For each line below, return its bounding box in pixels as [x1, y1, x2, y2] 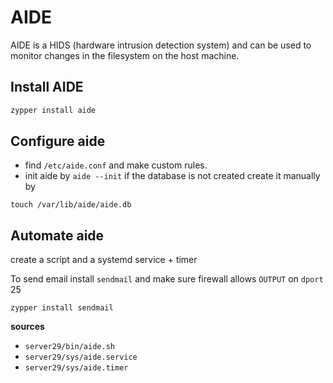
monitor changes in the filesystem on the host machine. [10, 49, 240, 61]
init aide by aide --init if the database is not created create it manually [24, 170, 321, 182]
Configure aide [10, 133, 106, 150]
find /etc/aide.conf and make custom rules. [24, 159, 208, 171]
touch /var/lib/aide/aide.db [10, 200, 132, 210]
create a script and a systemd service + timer [10, 254, 198, 266]
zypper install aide [10, 105, 97, 115]
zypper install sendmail [10, 303, 114, 313]
